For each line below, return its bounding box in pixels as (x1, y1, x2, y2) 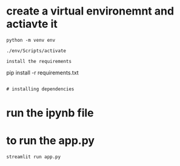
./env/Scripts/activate (6, 47, 67, 54)
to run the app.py (6, 134, 95, 148)
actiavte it (6, 17, 58, 31)
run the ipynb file (6, 106, 94, 120)
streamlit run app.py (6, 154, 61, 160)
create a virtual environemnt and (6, 4, 175, 18)
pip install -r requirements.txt (6, 68, 79, 76)
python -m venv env (6, 37, 56, 43)
